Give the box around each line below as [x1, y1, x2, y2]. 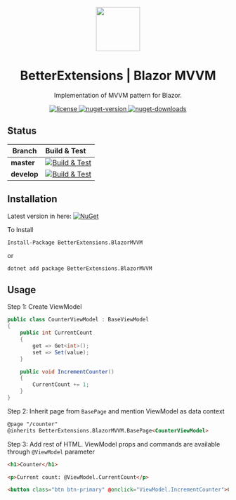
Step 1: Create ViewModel [7, 302, 82, 311]
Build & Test [45, 146, 86, 155]
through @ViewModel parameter [7, 447, 95, 456]
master [11, 158, 35, 167]
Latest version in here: [7, 212, 72, 220]
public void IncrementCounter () [20, 368, 114, 376]
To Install [7, 225, 34, 233]
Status [7, 125, 37, 137]
